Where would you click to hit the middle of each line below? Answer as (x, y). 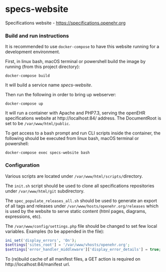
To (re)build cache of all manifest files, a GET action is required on (73, 259)
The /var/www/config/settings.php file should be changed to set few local (81, 226)
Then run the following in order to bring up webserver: (61, 95)
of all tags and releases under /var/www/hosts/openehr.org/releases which (82, 206)
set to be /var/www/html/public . (38, 124)
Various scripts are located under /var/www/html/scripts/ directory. (74, 176)
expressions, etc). (24, 216)
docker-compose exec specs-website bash (48, 153)
